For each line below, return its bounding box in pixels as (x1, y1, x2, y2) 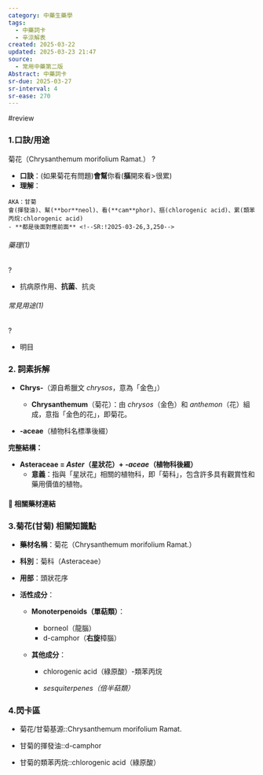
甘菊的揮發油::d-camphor (19, 741, 102, 751)
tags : (8, 19, 26, 27)
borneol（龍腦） (42, 623, 97, 633)
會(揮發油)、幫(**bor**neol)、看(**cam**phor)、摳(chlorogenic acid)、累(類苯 (8, 206, 255, 214)
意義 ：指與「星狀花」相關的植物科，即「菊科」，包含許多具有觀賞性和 (31, 470, 255, 479)
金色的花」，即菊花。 (65, 410, 132, 419)
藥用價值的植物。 (31, 479, 87, 489)
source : (8, 56, 34, 64)
